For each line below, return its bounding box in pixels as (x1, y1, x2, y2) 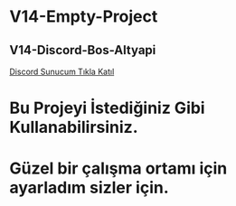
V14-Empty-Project (9, 6, 158, 27)
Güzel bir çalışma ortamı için (9, 158, 228, 179)
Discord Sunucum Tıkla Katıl (9, 66, 115, 77)
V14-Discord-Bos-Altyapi (9, 42, 156, 58)
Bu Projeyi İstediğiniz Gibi (9, 98, 205, 118)
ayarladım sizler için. (9, 178, 169, 198)
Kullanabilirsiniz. (9, 117, 138, 137)
